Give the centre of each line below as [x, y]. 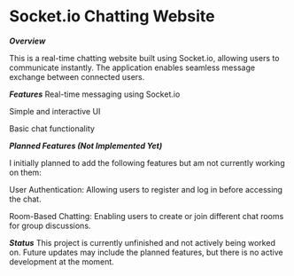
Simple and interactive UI [55, 111]
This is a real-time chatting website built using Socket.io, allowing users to [144, 58]
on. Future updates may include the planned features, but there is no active [146, 252]
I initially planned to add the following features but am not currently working [147, 162]
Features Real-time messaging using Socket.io [95, 94]
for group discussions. [50, 225]
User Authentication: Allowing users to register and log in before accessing [146, 189]
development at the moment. [62, 261]
